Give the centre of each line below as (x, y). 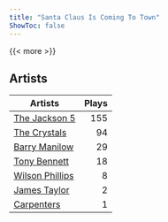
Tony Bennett (41, 162)
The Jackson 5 (45, 119)
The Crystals (40, 133)
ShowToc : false (37, 26)
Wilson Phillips (44, 176)
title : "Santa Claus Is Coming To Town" (85, 17)
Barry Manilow (44, 147)
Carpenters (37, 204)
